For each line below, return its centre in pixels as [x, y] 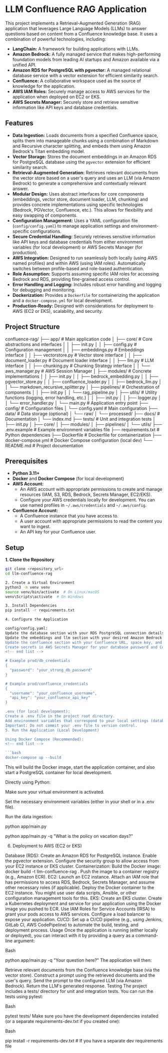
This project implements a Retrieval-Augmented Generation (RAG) [73, 23]
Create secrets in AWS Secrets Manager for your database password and [81, 647]
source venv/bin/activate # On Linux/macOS [52, 592]
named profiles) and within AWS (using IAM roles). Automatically [79, 263]
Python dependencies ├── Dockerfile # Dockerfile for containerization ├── [83, 435]
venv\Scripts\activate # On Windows [44, 597]
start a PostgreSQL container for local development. [59, 773]
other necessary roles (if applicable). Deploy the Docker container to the [80, 888]
